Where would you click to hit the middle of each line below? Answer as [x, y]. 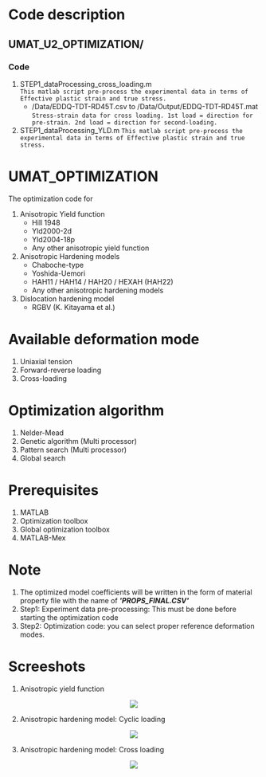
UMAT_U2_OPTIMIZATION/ [76, 44]
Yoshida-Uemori [59, 273]
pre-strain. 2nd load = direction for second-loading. [124, 122]
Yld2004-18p [53, 239]
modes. [32, 634]
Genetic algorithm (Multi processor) [78, 441]
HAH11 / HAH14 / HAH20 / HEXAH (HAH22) [102, 281]
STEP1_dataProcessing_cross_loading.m [86, 84]
